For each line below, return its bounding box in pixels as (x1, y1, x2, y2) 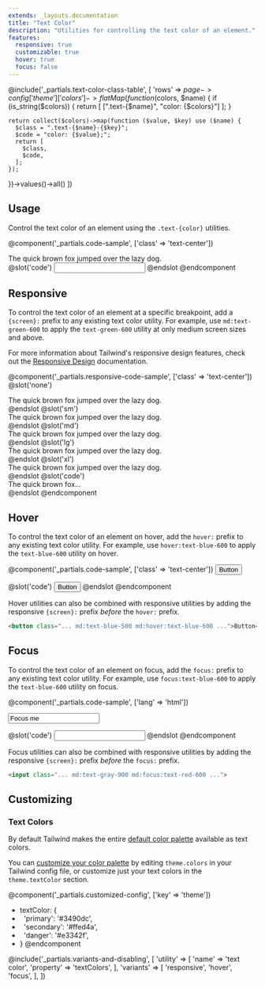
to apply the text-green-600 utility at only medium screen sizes (42, 325, 247, 334)
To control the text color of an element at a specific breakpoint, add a (8, 307, 233, 317)
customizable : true (15, 48, 80, 56)
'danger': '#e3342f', (23, 930, 89, 941)
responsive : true (15, 41, 73, 49)
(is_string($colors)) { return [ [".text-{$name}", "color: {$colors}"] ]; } (8, 101, 232, 111)
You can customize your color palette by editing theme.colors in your (8, 858, 233, 868)
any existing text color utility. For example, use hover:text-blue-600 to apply (8, 541, 256, 550)
